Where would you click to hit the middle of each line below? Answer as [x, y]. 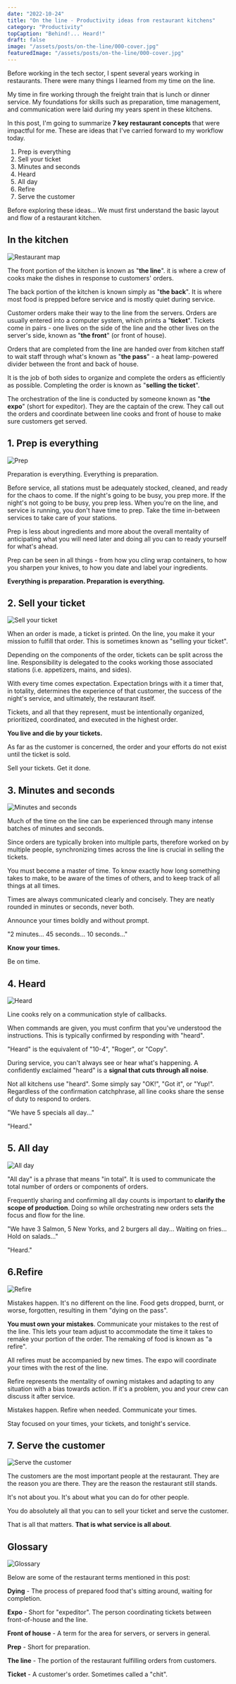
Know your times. [34, 948]
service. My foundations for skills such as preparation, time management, [114, 102]
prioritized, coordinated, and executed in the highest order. [93, 720]
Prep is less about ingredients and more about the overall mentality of [108, 531]
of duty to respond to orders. [49, 1099]
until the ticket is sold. [39, 754]
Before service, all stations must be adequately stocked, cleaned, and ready [117, 488]
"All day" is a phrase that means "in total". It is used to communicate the [112, 1179]
